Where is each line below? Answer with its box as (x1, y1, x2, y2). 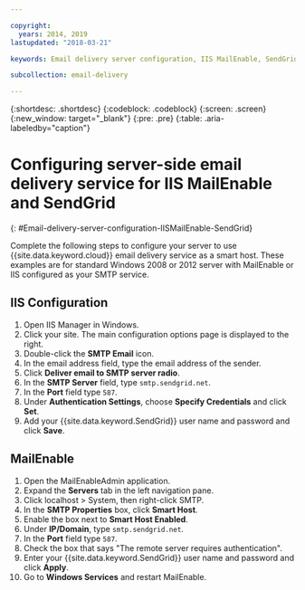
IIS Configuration (10, 295, 109, 310)
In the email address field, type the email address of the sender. (23, 357, 262, 368)
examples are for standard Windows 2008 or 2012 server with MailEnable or (10, 260, 294, 271)
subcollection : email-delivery (10, 71, 129, 80)
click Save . (23, 424, 65, 435)
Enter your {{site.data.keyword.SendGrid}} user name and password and (23, 552, 295, 563)
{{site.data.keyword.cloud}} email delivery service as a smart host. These (10, 250, 284, 261)
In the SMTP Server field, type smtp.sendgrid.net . (23, 376, 212, 387)
